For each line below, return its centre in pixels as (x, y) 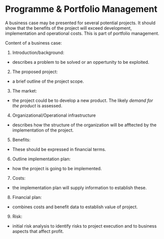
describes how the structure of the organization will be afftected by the (84, 125)
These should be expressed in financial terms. (59, 149)
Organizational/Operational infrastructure (54, 115)
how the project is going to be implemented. (57, 168)
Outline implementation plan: (41, 159)
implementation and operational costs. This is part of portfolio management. (82, 33)
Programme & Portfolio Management (81, 9)
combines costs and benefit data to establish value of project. (75, 207)
